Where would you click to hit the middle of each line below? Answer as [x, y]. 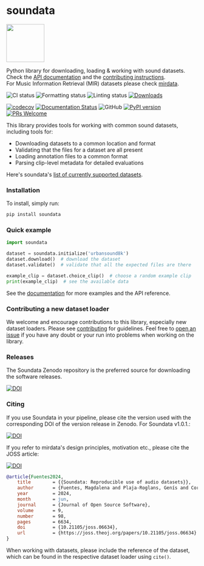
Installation [23, 190]
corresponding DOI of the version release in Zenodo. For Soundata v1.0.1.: [98, 424]
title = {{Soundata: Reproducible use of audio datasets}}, [104, 482]
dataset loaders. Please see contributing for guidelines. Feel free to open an [101, 328]
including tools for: [30, 132]
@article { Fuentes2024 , [35, 477]
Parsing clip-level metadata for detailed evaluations [79, 163]
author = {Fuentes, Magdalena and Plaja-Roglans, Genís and [103, 488]
